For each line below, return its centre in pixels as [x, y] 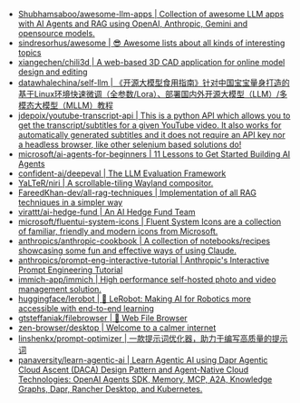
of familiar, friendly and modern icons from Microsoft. [118, 231]
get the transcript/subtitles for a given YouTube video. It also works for [150, 125]
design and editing [53, 72]
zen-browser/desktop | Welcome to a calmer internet [117, 328]
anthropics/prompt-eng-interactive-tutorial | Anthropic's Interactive [144, 260]
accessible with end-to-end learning [86, 308]
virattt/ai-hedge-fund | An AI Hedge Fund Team [106, 212]
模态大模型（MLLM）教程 [65, 105]
